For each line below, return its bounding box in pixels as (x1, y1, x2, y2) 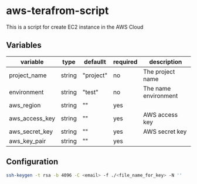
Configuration (6, 157, 59, 167)
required (113, 57, 138, 65)
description (149, 57, 182, 65)
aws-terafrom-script (6, 4, 109, 18)
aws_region (9, 101, 41, 109)
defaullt (84, 57, 107, 65)
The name (143, 84, 171, 92)
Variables (6, 40, 42, 50)
